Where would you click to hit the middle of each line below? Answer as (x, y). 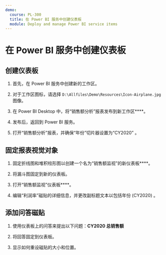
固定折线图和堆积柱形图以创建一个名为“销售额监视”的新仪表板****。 (82, 163)
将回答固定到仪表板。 (34, 236)
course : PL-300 (26, 15)
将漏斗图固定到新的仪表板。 (41, 174)
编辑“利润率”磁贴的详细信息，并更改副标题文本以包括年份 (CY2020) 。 (85, 196)
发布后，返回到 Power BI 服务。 (45, 122)
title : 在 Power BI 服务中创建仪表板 (46, 19)
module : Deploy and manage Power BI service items (64, 24)
